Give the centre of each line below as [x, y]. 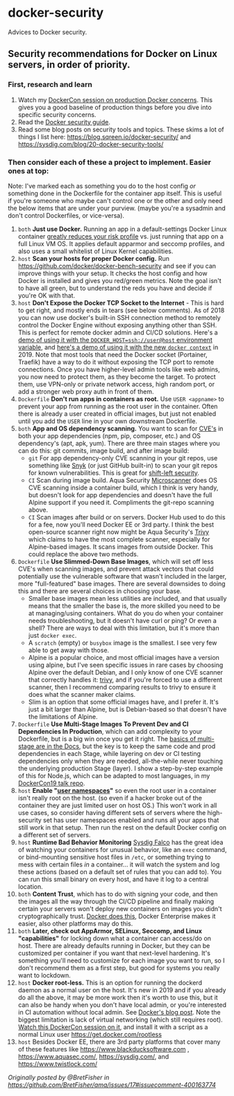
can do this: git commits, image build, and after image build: [103, 451]
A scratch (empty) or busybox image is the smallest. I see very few [123, 643]
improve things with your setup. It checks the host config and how [112, 273]
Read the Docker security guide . [64, 122]
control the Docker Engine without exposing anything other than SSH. [117, 325]
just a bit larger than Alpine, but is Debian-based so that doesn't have [127, 709]
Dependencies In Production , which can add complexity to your [110, 731]
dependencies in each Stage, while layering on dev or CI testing [109, 753]
